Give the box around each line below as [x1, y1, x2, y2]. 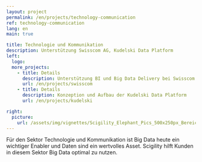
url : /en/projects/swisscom [22, 81, 93, 87]
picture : [11, 114, 34, 120]
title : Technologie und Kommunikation [6, 42, 103, 48]
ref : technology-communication [6, 20, 85, 26]
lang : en [6, 25, 28, 32]
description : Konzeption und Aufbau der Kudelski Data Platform [22, 92, 187, 98]
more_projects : [11, 64, 50, 70]
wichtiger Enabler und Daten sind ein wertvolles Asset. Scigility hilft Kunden [6, 142, 194, 150]
